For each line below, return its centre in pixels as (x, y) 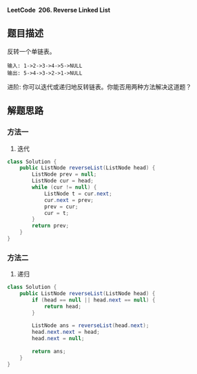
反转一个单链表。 (31, 51)
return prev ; (51, 226)
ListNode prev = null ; (64, 175)
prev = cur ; (61, 207)
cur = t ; (56, 213)
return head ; (62, 306)
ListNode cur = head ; (63, 181)
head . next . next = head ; (66, 332)
